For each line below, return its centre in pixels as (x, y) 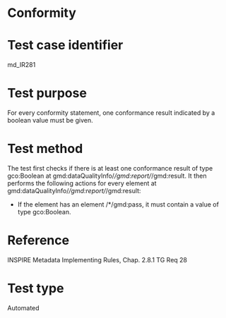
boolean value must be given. (50, 121)
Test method (45, 149)
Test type (36, 289)
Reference (38, 240)
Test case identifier (65, 45)
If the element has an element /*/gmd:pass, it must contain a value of (118, 204)
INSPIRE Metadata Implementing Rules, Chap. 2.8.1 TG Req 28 (97, 259)
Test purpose (47, 93)
